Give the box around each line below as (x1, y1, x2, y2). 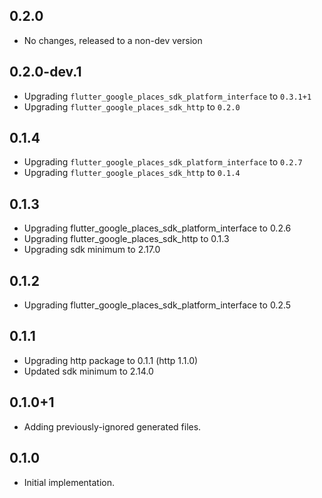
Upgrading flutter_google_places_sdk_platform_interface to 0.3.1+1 (23, 90, 312, 102)
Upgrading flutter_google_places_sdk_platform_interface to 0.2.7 (23, 156, 303, 168)
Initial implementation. (23, 476, 116, 488)
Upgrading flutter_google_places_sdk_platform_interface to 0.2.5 (23, 299, 292, 311)
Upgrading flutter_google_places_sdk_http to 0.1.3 (23, 233, 230, 245)
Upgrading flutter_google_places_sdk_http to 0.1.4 (23, 167, 241, 179)
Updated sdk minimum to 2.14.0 (23, 365, 154, 377)
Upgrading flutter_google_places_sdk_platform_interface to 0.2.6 (23, 222, 292, 234)
